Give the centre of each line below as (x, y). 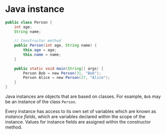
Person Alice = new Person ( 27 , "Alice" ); (67, 78)
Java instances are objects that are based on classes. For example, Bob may (83, 97)
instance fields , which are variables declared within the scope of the (75, 117)
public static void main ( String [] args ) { (59, 68)
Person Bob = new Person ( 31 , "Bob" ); (62, 73)
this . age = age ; (40, 50)
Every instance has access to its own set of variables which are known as (81, 111)
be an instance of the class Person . (41, 102)
